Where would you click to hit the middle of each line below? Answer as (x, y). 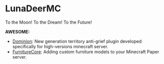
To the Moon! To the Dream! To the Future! (49, 22)
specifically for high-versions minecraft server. (60, 46)
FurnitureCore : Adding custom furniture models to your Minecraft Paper (86, 52)
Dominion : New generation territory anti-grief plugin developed (77, 41)
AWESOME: (17, 32)
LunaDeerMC (33, 9)
